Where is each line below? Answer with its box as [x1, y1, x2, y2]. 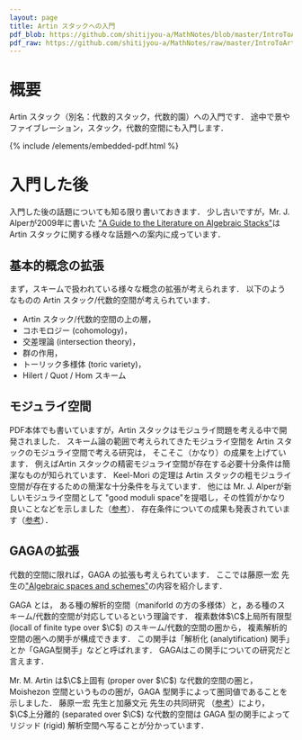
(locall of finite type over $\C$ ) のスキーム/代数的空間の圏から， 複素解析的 [9, 622, 288, 633]
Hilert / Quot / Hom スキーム [22, 370, 127, 381]
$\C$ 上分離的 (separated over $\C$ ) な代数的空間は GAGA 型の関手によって [9, 708, 290, 719]
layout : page [9, 13, 58, 23]
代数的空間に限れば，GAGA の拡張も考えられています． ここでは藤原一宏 [9, 569, 280, 580]
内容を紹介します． [155, 580, 227, 591]
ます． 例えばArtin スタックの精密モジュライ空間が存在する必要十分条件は [9, 458, 283, 469]
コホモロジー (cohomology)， [22, 325, 132, 336]
